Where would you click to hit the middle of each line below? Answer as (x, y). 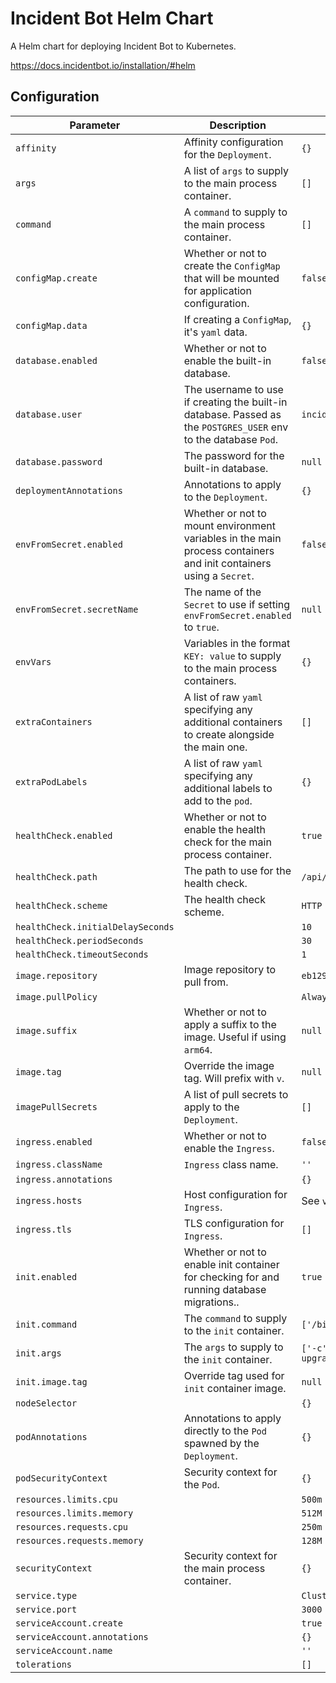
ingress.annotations (64, 1179)
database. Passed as (232, 414)
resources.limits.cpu (66, 1499)
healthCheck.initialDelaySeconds (95, 926)
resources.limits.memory (74, 1513)
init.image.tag (51, 1381)
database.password (59, 461)
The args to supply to (233, 1347)
